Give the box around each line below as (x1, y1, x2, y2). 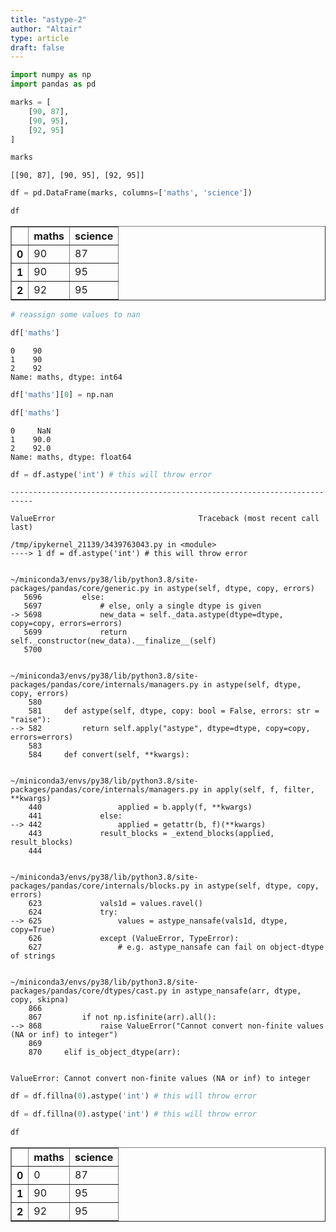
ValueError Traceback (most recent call (10, 514, 320, 524)
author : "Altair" (10, 24, 83, 34)
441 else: (28, 811, 123, 821)
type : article (10, 33, 70, 43)
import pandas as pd (10, 79, 97, 90)
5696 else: (23, 592, 105, 603)
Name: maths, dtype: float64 (10, 452, 132, 462)
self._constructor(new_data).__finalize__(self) (10, 636, 217, 646)
